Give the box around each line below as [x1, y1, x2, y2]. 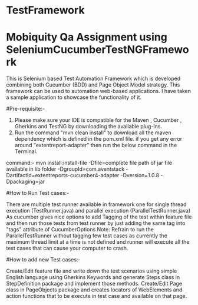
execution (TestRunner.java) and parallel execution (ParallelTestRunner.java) [6, 207, 191, 214]
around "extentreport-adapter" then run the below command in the [14, 142, 177, 149]
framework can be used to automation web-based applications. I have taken [6, 88, 192, 95]
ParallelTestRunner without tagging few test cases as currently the [6, 232, 168, 239]
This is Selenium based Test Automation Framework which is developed [6, 75, 181, 82]
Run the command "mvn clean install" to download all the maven [14, 129, 172, 136]
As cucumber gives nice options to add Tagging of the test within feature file [6, 213, 192, 221]
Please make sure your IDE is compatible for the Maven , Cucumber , [14, 117, 182, 124]
